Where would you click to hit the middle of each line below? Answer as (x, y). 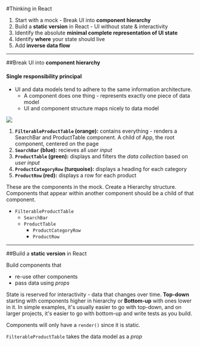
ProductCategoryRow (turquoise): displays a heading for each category (101, 169)
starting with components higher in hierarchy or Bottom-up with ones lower (99, 301)
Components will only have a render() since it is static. (74, 325)
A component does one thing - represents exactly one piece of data (107, 96)
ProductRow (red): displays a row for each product (76, 176)
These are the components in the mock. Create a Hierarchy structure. (91, 187)
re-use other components (46, 277)
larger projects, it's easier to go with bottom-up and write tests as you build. (99, 314)
